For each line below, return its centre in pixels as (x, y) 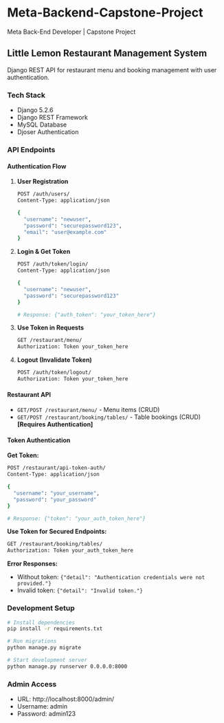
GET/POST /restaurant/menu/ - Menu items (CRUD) (88, 410)
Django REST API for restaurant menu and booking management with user (112, 69)
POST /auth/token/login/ (53, 264)
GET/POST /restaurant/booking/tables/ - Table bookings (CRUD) (109, 417)
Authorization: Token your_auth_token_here (70, 551)
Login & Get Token (44, 252)
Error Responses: (33, 564)
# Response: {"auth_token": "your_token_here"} (86, 314)
